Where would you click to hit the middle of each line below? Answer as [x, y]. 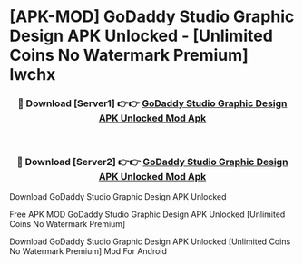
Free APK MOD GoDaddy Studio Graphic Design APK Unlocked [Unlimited [147, 214]
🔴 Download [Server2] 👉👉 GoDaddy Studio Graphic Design [152, 162]
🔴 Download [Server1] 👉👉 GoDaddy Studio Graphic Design [152, 103]
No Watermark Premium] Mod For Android [88, 250]
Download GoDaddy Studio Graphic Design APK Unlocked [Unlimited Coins [150, 241]
